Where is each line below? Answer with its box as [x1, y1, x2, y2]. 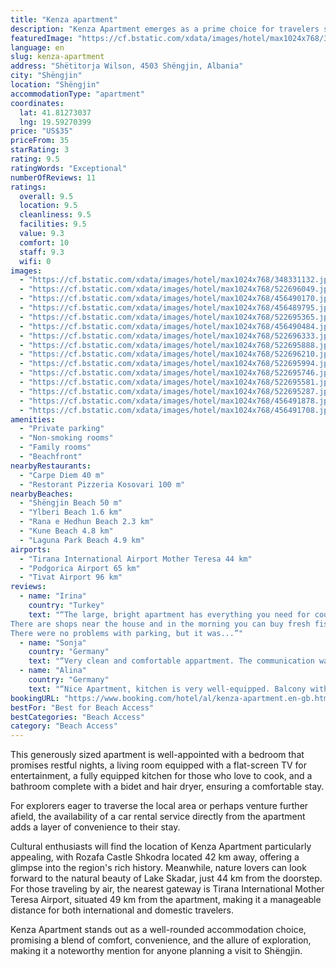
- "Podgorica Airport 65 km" [19, 563, 141, 573]
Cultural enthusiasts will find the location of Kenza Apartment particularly [10, 841, 312, 853]
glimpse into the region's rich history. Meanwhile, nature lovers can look [10, 862, 307, 874]
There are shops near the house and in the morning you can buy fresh [10, 619, 311, 629]
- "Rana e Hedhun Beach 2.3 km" [19, 517, 155, 527]
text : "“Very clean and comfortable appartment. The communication [28, 656, 315, 666]
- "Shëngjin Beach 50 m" [19, 498, 123, 508]
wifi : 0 [19, 256, 52, 266]
